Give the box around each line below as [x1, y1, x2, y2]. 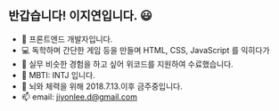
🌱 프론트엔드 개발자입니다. [21, 34, 113, 44]
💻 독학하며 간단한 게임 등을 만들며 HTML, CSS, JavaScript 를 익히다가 [21, 44, 270, 55]
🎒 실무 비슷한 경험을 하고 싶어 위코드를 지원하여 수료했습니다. [21, 59, 234, 69]
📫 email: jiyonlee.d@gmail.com [21, 91, 137, 102]
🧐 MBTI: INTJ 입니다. [21, 69, 95, 80]
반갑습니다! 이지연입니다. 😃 [8, 8, 152, 24]
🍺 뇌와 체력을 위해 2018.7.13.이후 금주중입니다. [21, 81, 184, 91]
